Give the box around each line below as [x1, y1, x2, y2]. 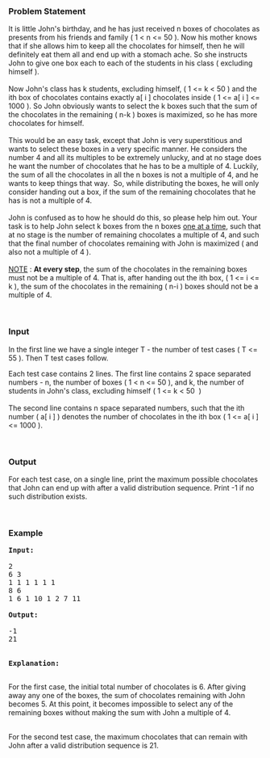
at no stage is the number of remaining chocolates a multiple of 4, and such [8, 230, 260, 240]
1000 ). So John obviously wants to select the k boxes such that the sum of [8, 101, 258, 111]
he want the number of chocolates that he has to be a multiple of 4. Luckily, [8, 162, 260, 171]
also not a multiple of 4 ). [8, 247, 91, 257]
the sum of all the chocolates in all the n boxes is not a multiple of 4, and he [8, 170, 259, 179]
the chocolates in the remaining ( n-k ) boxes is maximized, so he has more [8, 110, 258, 120]
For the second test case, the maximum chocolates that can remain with [8, 732, 248, 742]
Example [8, 527, 44, 538]
